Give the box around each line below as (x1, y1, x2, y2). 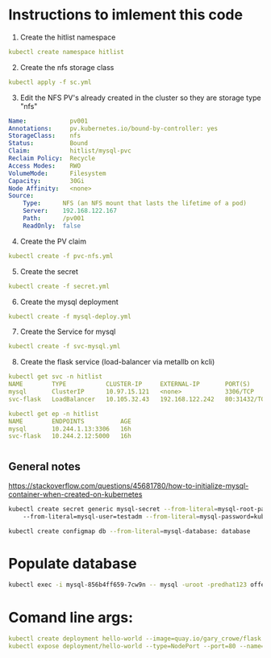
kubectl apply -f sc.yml (8, 78, 92, 86)
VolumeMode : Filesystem (8, 169, 106, 177)
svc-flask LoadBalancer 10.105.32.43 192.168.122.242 (8, 395, 215, 403)
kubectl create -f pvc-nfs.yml (8, 252, 114, 260)
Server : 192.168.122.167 (23, 207, 117, 215)
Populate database (8, 554, 137, 573)
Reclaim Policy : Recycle (8, 155, 95, 163)
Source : (8, 192, 35, 200)
